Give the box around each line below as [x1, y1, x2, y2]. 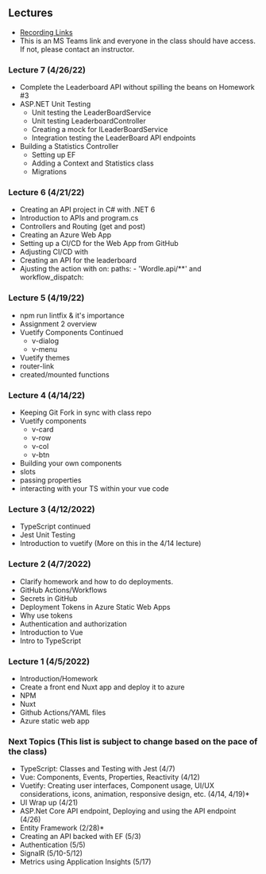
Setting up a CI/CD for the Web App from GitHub [19, 239, 179, 248]
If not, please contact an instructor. [19, 44, 135, 54]
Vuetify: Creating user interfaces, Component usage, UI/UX [19, 781, 214, 790]
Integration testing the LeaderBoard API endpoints [31, 133, 196, 142]
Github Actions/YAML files [19, 708, 106, 717]
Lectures [8, 6, 53, 20]
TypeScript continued [19, 521, 91, 532]
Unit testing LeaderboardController [31, 116, 146, 126]
